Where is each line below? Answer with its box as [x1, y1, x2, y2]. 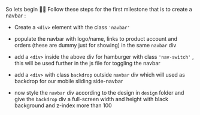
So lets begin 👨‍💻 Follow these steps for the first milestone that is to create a [5, 6, 192, 13]
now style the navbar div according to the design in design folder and [14, 89, 184, 96]
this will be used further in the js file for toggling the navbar [14, 60, 161, 66]
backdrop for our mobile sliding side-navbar [14, 78, 123, 84]
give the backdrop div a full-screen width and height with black [14, 96, 169, 102]
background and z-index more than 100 [14, 102, 112, 109]
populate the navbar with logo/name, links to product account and [14, 35, 178, 42]
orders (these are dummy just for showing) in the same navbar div [14, 42, 177, 49]
